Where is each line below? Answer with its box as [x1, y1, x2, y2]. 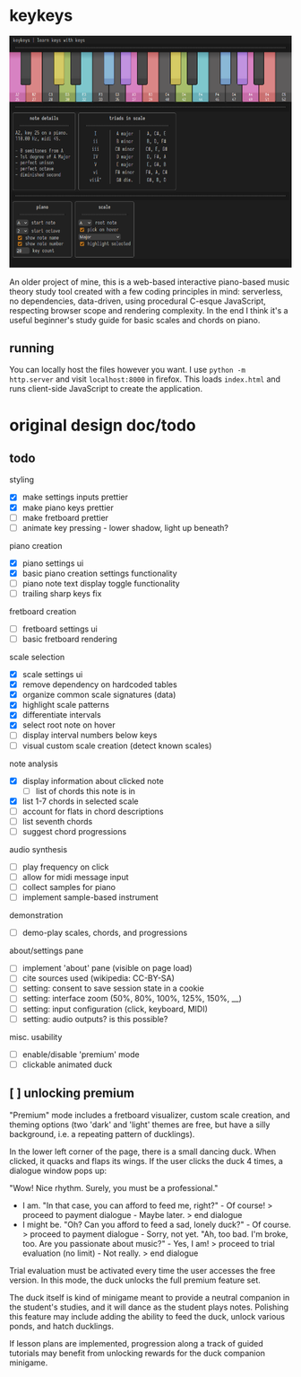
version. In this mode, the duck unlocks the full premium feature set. [9, 1275, 262, 1285]
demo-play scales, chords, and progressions [21, 927, 188, 939]
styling [9, 474, 34, 485]
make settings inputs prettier [21, 491, 128, 503]
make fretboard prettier [21, 512, 109, 523]
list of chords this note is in [35, 785, 136, 796]
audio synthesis [9, 843, 68, 854]
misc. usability [9, 1031, 63, 1042]
